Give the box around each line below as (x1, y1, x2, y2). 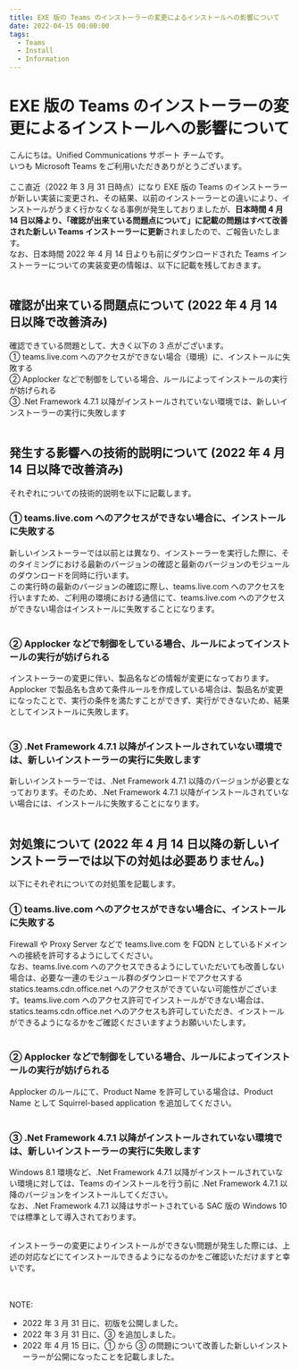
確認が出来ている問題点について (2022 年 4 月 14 (9, 298, 278, 313)
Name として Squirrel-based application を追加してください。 (9, 1097, 237, 1108)
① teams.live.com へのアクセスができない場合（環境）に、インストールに (9, 351, 283, 362)
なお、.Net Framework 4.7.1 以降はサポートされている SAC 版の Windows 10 (9, 1200, 287, 1212)
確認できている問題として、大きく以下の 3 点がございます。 (9, 340, 229, 351)
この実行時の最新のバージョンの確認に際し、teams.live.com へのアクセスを (9, 580, 286, 591)
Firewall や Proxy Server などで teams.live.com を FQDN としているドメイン (9, 938, 287, 949)
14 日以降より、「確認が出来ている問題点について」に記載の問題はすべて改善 (9, 215, 288, 225)
